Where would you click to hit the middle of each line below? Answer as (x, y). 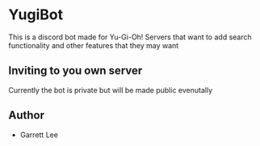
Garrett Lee (39, 135)
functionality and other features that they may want (94, 45)
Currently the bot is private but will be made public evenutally (111, 90)
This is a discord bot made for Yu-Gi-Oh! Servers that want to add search (130, 37)
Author (26, 115)
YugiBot (36, 15)
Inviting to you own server (75, 71)
